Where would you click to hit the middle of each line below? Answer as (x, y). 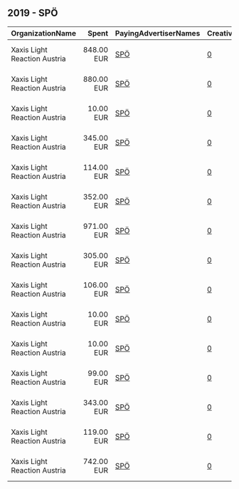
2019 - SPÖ (33, 13)
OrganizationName (44, 33)
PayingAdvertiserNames (158, 33)
